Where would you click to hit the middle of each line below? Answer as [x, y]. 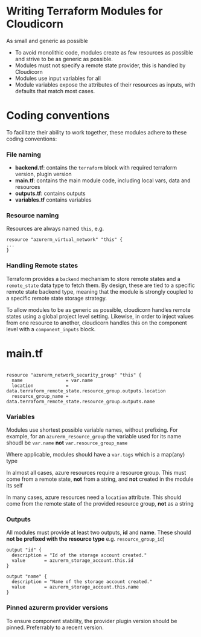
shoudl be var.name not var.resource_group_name [67, 443]
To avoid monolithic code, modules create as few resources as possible [104, 52]
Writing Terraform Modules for [85, 11]
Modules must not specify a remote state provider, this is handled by [100, 65]
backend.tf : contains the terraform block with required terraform [96, 168]
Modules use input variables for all [58, 78]
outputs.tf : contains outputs [50, 193]
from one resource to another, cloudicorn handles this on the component [97, 323]
